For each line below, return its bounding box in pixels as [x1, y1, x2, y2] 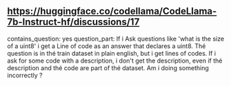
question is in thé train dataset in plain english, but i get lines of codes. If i [7, 49, 216, 57]
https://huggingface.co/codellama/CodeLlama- [7, 6, 217, 17]
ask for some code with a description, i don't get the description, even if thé [7, 56, 223, 65]
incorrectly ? [7, 71, 43, 79]
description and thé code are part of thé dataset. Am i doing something [7, 63, 209, 72]
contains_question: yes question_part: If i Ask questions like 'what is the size [7, 34, 225, 43]
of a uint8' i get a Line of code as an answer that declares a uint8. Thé [7, 41, 206, 50]
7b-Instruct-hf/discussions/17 [7, 17, 140, 28]
